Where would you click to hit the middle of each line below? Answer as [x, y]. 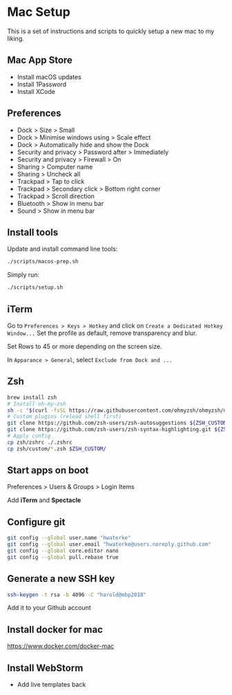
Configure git [36, 522]
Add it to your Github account [49, 608]
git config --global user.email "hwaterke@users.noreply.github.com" [109, 544]
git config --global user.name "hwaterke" [69, 538]
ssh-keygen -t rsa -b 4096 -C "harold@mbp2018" [77, 595]
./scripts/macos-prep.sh [43, 262]
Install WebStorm [45, 668]
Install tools [33, 232]
